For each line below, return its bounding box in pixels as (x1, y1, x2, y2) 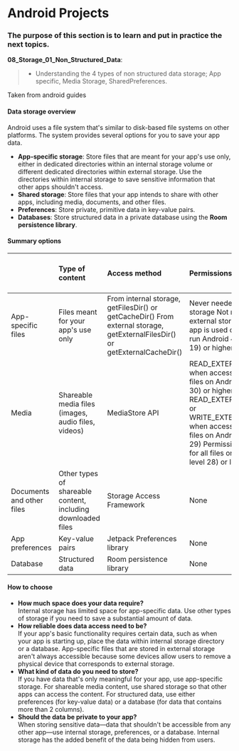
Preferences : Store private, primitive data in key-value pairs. (17, 205, 196, 213)
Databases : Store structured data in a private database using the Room (17, 213, 228, 221)
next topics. (7, 39, 50, 49)
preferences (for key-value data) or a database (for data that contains (17, 697, 222, 706)
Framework (107, 500, 145, 510)
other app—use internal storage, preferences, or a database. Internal (17, 728, 220, 737)
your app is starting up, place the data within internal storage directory (17, 637, 225, 645)
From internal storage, (107, 293, 181, 303)
